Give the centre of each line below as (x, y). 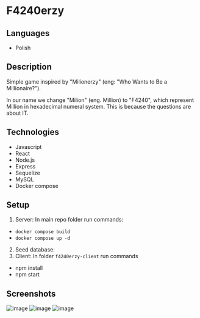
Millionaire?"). (24, 88)
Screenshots (31, 294)
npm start (27, 275)
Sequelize (28, 173)
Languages (28, 33)
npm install (29, 268)
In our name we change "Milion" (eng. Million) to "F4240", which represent (100, 100)
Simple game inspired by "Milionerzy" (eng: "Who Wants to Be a (87, 81)
